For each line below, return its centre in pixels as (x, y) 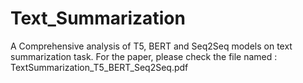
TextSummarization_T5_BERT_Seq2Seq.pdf (99, 67)
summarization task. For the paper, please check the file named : (144, 56)
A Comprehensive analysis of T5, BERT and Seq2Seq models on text (151, 46)
